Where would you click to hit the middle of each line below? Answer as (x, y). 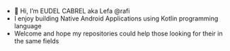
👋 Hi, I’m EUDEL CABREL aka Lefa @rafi (72, 11)
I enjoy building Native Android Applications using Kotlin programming (116, 18)
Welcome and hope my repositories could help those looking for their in (118, 33)
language (28, 26)
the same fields (36, 41)
